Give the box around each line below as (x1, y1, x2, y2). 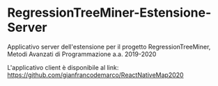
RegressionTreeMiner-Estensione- (7, 5, 212, 21)
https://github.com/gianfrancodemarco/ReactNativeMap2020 (7, 71, 184, 79)
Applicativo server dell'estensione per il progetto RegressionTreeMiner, (7, 42, 211, 51)
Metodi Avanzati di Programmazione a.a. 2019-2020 (7, 50, 157, 58)
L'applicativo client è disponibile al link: (7, 63, 119, 71)
